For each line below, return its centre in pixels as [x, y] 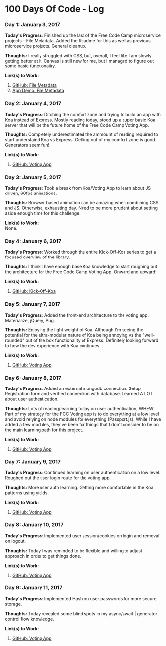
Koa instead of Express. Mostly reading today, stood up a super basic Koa [80, 120]
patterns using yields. [27, 493]
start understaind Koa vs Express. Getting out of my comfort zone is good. [81, 139]
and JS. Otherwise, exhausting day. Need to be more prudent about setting [82, 208]
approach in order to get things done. [43, 556]
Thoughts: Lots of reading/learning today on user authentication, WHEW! [80, 408]
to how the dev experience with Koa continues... [54, 345]
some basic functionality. [31, 66]
